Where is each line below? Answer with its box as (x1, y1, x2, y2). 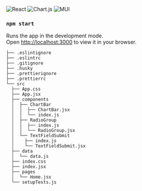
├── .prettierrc (6, 76, 46, 82)
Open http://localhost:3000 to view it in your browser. (6, 38, 137, 46)
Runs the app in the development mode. (6, 33, 104, 40)
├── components (11, 96, 49, 103)
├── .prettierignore (6, 71, 57, 77)
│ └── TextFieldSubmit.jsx (11, 143, 86, 149)
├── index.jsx (11, 164, 46, 170)
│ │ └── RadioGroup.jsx (11, 128, 76, 134)
